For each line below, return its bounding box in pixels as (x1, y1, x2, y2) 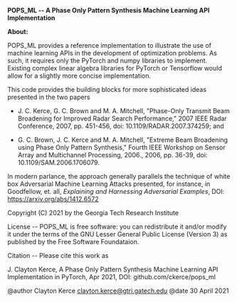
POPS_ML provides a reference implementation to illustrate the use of (7, 41, 212, 49)
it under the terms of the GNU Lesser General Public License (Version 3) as (7, 230, 228, 238)
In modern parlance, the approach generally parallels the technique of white (7, 172, 231, 180)
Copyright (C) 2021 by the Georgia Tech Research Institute (7, 209, 179, 217)
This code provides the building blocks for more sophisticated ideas (7, 85, 207, 93)
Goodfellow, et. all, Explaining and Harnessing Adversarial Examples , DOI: (7, 187, 225, 195)
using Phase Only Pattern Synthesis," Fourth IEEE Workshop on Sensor (17, 143, 226, 152)
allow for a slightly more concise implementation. (7, 71, 152, 80)
